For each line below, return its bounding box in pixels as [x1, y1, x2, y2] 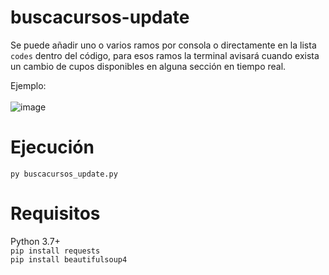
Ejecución [10, 136, 95, 159]
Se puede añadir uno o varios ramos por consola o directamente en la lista [10, 39, 317, 51]
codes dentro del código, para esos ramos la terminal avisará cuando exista [10, 49, 320, 61]
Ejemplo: [10, 79, 47, 91]
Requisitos [10, 202, 101, 225]
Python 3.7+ [10, 235, 61, 247]
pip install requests [10, 246, 101, 256]
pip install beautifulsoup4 [10, 254, 128, 265]
